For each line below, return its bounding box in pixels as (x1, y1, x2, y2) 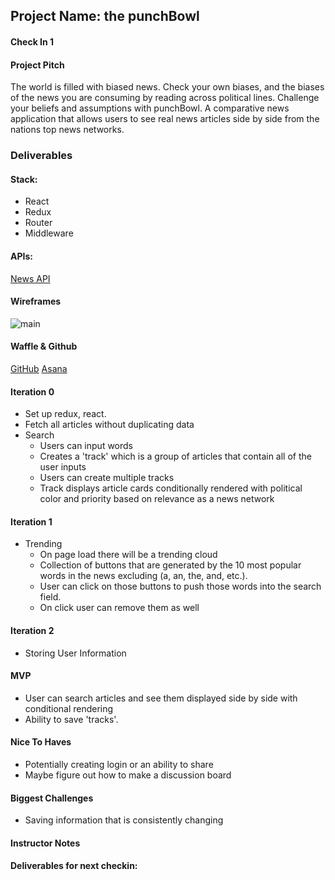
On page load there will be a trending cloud (39, 549, 218, 561)
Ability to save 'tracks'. (24, 713, 119, 725)
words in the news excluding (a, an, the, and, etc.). (39, 570, 248, 582)
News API (10, 272, 51, 284)
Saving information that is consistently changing (24, 814, 224, 826)
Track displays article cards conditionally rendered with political (39, 482, 303, 494)
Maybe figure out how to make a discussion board (24, 769, 232, 781)
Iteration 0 (10, 385, 55, 398)
